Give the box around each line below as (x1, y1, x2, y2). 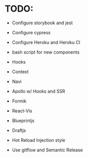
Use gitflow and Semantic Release (12, 147, 83, 153)
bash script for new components (12, 49, 80, 55)
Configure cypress (12, 29, 51, 35)
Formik (12, 98, 27, 104)
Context (12, 69, 29, 75)
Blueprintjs (12, 117, 35, 124)
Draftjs (12, 127, 26, 133)
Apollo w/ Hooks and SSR (12, 88, 65, 94)
